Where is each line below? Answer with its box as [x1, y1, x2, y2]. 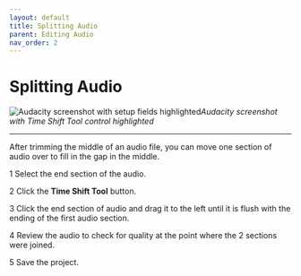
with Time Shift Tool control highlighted [9, 116, 154, 126]
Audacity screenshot [200, 107, 278, 117]
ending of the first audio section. [9, 212, 130, 224]
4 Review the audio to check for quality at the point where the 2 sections [9, 230, 278, 241]
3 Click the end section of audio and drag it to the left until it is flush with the [9, 203, 291, 214]
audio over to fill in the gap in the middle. [9, 151, 160, 162]
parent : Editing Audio [9, 30, 94, 39]
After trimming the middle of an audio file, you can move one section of [9, 142, 272, 152]
